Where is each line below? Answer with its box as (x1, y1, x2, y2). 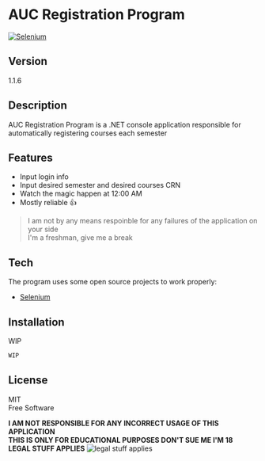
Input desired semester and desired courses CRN (19, 181, 181, 190)
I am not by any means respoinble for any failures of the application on (27, 216, 258, 226)
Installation (8, 315, 65, 329)
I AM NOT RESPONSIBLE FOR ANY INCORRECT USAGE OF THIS (8, 418, 219, 428)
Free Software (8, 402, 55, 413)
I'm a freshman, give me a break (27, 233, 133, 242)
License (8, 374, 48, 387)
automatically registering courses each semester (8, 128, 168, 138)
